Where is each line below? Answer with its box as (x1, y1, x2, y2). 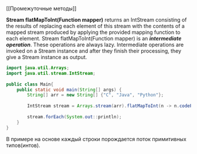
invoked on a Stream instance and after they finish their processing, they (6, 47, 182, 54)
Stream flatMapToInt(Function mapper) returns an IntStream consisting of (6, 16, 187, 23)
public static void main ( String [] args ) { (16, 87, 122, 93)
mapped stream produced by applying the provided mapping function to (6, 29, 181, 36)
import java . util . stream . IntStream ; (6, 70, 96, 76)
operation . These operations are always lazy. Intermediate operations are (6, 41, 184, 48)
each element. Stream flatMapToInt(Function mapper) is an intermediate (6, 35, 182, 42)
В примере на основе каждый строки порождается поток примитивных (6, 135, 186, 142)
